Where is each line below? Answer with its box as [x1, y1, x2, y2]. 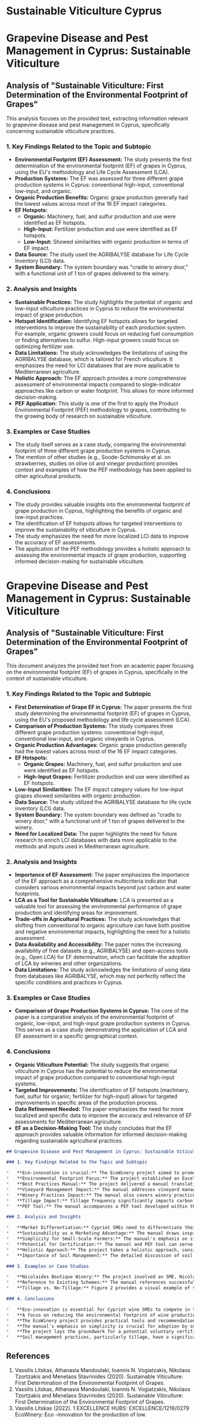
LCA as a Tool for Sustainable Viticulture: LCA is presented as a [14, 896, 174, 904]
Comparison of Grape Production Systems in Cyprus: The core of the [14, 1007, 189, 1015]
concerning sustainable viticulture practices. [6, 128, 115, 135]
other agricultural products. [14, 473, 82, 480]
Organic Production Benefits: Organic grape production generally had [14, 194, 189, 201]
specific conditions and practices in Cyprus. [14, 979, 123, 986]
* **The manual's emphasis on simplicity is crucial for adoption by [6, 1323, 187, 1329]
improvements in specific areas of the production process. [14, 1099, 159, 1106]
